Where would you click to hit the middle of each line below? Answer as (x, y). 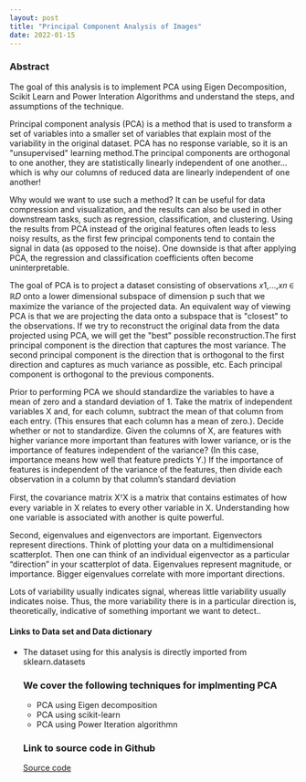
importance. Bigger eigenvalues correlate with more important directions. (148, 573)
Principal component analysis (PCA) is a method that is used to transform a (151, 123)
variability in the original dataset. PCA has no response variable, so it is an (148, 143)
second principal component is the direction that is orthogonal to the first (147, 355)
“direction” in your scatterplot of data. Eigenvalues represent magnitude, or (151, 564)
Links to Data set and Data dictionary (81, 631)
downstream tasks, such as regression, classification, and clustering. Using (152, 219)
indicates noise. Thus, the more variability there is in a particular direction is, (153, 601)
